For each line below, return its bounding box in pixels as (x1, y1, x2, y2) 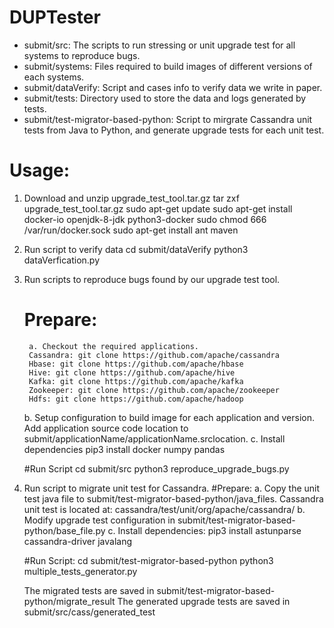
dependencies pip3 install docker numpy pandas (23, 443, 226, 455)
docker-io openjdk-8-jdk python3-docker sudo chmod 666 (23, 213, 267, 225)
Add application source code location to (23, 422, 189, 434)
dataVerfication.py (23, 254, 101, 266)
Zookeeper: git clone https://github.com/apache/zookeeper (28, 385, 280, 395)
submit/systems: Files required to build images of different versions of (23, 60, 313, 72)
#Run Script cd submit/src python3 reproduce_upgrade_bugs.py (23, 462, 290, 475)
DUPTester (9, 6, 101, 29)
